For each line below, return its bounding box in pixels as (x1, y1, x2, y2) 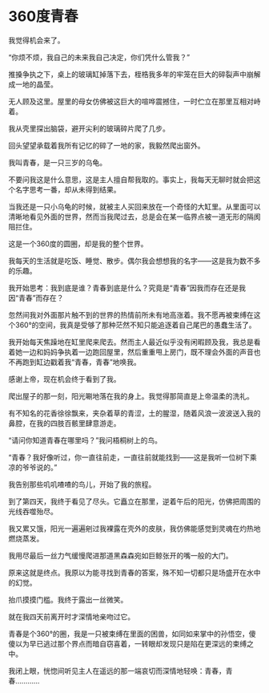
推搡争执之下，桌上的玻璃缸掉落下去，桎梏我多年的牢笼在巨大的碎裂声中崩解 (8, 69, 261, 79)
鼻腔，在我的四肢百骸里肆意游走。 (8, 418, 121, 428)
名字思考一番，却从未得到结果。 (14, 184, 121, 194)
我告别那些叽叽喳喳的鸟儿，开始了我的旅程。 (8, 479, 156, 489)
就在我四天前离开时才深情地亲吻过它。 (8, 611, 134, 622)
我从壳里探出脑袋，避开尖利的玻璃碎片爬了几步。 (8, 124, 170, 133)
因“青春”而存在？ (8, 293, 64, 302)
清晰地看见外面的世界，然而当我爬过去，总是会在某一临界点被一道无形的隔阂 (8, 212, 261, 221)
